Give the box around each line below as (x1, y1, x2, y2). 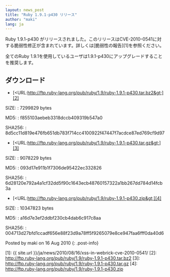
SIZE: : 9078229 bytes (5, 155, 52, 161)
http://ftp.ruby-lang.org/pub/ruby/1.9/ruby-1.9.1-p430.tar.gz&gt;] (27, 140, 161, 146)
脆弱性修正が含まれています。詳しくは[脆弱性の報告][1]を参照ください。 (14, 43, 164, 49)
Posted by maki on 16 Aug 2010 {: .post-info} (5, 240, 99, 246)
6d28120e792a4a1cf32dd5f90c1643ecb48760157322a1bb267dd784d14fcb (5, 180, 163, 186)
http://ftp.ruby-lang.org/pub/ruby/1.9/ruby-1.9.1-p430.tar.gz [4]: (5, 261, 138, 267)
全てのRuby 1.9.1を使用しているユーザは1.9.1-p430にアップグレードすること (5, 53, 163, 59)
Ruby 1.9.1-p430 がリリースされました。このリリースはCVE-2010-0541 (5, 36, 153, 42)
